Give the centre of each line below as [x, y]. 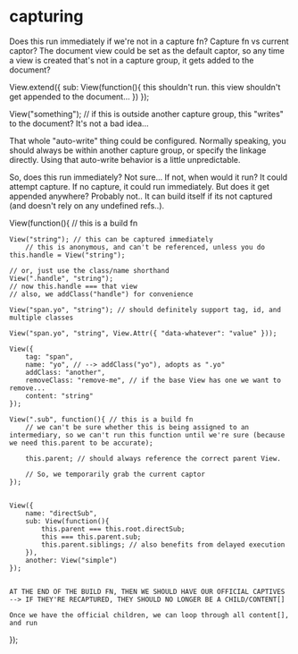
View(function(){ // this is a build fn [74, 223]
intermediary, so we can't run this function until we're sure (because [147, 435]
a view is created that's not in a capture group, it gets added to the [132, 60]
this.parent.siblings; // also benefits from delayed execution [163, 544]
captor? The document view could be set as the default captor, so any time [147, 50]
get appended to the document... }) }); [79, 97]
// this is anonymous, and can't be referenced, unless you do [145, 247]
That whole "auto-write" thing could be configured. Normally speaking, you [148, 140]
